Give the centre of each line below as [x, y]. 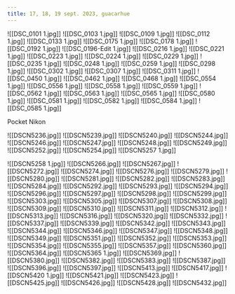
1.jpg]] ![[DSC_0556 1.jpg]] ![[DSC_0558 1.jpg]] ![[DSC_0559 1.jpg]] [103, 85]
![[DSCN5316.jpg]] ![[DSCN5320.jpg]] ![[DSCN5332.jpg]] [142, 216]
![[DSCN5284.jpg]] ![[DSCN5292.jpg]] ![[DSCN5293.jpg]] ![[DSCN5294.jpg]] [118, 185]
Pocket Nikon [27, 121]
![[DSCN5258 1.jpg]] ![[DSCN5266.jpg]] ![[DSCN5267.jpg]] [92, 163]
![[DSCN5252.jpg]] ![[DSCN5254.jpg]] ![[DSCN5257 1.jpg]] [92, 150]
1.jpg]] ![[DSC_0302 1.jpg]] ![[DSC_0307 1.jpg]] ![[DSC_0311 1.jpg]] [102, 71]
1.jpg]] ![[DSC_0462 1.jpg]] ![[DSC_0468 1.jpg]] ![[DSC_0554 [130, 78]
